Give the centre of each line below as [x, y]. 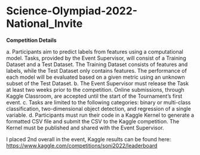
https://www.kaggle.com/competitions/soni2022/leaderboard [82, 145]
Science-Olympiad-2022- [72, 11]
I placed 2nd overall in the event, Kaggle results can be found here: [89, 139]
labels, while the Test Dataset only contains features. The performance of [96, 70]
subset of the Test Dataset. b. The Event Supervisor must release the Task [98, 83]
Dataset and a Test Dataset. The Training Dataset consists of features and [97, 64]
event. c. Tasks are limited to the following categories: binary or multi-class [99, 102]
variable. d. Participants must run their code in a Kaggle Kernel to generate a [100, 115]
